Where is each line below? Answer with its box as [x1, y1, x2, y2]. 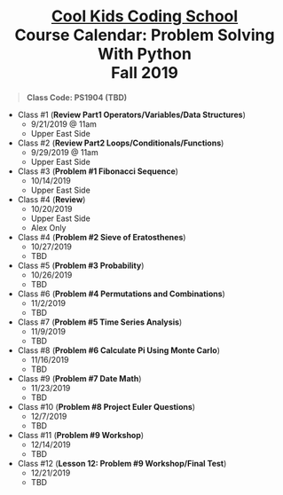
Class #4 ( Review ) [17, 193, 86, 205]
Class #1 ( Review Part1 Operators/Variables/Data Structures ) [17, 109, 246, 120]
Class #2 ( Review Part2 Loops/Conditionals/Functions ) [17, 137, 224, 148]
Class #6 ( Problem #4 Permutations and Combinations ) [17, 288, 226, 299]
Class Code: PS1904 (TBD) [26, 91, 128, 103]
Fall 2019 [110, 63, 179, 83]
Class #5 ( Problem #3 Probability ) [17, 260, 145, 271]
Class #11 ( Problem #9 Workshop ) [17, 429, 145, 440]
